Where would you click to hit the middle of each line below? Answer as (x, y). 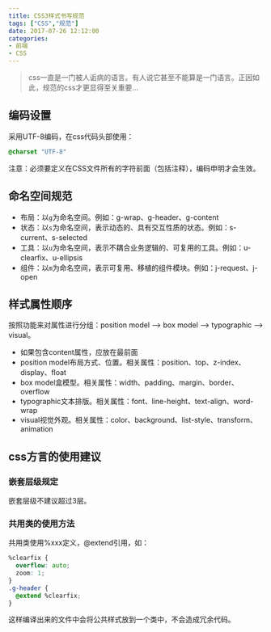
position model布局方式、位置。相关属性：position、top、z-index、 (133, 362)
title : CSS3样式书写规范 (47, 16)
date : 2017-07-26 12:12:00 (54, 31)
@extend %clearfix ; (49, 596)
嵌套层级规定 (34, 482)
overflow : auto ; (43, 566)
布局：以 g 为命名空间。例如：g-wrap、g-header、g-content (119, 217)
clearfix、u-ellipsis (51, 257)
